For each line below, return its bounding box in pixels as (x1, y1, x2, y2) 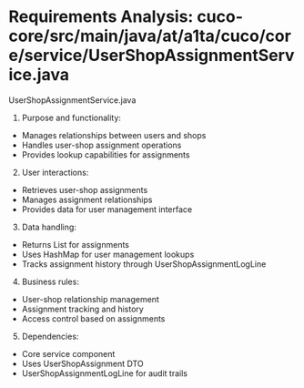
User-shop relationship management (21, 293, 160, 304)
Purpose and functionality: (21, 112, 122, 123)
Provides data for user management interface (21, 203, 193, 215)
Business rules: (21, 276, 79, 287)
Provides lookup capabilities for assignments (21, 148, 190, 160)
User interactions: (21, 167, 89, 178)
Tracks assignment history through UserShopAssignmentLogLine (21, 258, 267, 270)
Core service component (21, 348, 116, 359)
